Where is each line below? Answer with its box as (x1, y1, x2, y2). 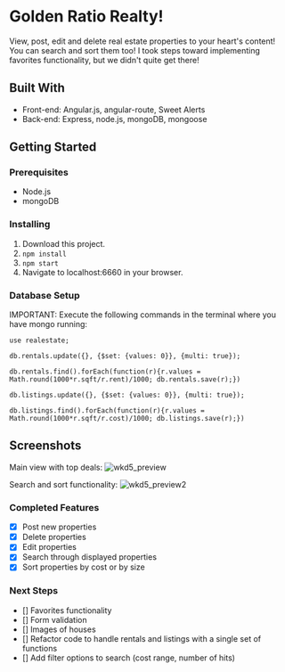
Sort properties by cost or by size (21, 561, 145, 572)
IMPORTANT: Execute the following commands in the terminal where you (9, 309, 277, 320)
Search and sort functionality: (9, 479, 118, 489)
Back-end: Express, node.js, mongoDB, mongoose (21, 113, 208, 124)
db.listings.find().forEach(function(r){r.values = (9, 406, 205, 415)
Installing (9, 218, 51, 231)
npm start (21, 258, 60, 268)
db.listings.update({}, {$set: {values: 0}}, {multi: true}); (9, 390, 245, 400)
